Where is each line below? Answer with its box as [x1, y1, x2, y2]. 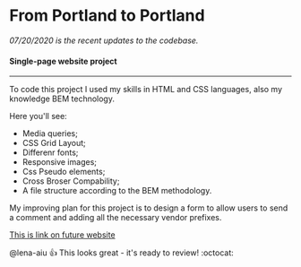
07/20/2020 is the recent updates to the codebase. [9, 35, 199, 46]
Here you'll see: [9, 111, 67, 122]
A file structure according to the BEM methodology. [21, 185, 212, 196]
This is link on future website [9, 229, 116, 240]
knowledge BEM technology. [9, 93, 115, 104]
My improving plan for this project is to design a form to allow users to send [9, 202, 288, 213]
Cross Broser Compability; [21, 176, 120, 186]
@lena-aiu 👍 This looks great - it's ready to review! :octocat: [9, 247, 235, 258]
